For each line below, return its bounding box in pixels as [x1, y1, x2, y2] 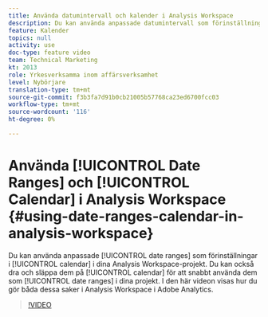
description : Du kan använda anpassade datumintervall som [8, 19, 209, 27]
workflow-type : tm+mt [8, 100, 81, 108]
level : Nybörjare [8, 78, 66, 86]
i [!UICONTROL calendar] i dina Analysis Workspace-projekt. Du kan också [8, 259, 254, 268]
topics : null [8, 33, 52, 42]
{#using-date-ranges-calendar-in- [8, 208, 244, 225]
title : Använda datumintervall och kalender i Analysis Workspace [8, 11, 234, 20]
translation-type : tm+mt [8, 85, 91, 94]
